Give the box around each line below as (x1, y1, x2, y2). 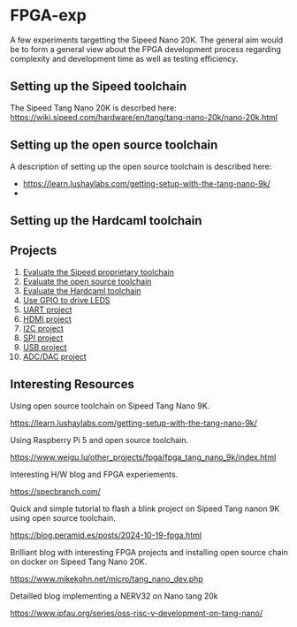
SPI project (22, 333, 64, 343)
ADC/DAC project (22, 351, 87, 362)
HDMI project (22, 313, 72, 324)
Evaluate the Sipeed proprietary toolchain (22, 266, 175, 277)
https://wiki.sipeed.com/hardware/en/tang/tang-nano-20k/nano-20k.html (10, 111, 278, 122)
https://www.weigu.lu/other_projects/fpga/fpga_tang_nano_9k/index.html (10, 452, 277, 463)
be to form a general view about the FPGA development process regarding (10, 43, 281, 54)
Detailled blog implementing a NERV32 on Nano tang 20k (10, 590, 219, 601)
